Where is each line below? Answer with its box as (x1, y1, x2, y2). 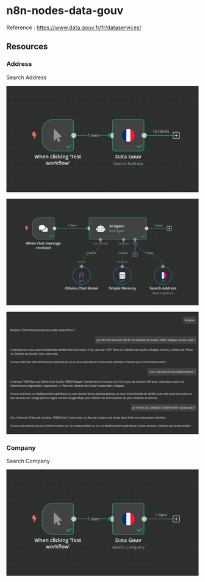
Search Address (6, 74, 47, 81)
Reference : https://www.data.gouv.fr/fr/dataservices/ (6, 24, 142, 31)
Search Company (6, 458, 50, 465)
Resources (6, 41, 48, 52)
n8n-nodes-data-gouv (6, 4, 124, 18)
